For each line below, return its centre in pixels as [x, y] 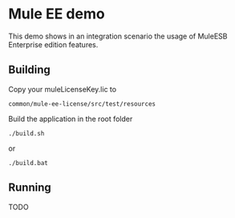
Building [29, 70]
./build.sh [26, 133]
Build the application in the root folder [71, 119]
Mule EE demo [57, 14]
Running [30, 188]
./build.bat [28, 163]
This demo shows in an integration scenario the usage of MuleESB [118, 36]
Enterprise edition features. [53, 44]
